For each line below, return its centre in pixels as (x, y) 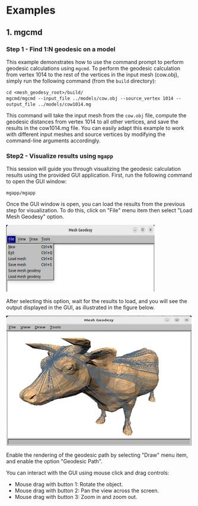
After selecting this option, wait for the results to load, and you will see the (97, 301)
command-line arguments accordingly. (53, 141)
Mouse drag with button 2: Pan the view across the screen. (87, 491)
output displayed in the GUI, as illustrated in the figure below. (81, 308)
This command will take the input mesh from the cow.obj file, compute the (96, 115)
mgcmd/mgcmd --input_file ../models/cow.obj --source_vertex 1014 (90, 98)
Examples (31, 10)
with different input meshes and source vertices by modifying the (86, 134)
